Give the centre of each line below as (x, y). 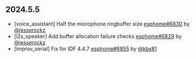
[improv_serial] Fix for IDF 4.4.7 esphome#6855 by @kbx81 (85, 49)
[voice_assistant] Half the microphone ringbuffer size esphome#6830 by (102, 23)
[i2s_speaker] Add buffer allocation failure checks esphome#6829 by (98, 36)
